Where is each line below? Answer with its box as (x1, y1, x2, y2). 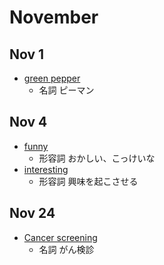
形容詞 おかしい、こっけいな (38, 152, 156, 164)
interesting (23, 163, 69, 175)
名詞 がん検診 (38, 243, 95, 255)
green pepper (23, 72, 81, 84)
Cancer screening (23, 231, 98, 243)
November (9, 6, 99, 29)
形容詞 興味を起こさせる (38, 175, 139, 187)
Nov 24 (9, 205, 56, 222)
